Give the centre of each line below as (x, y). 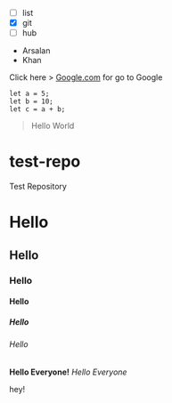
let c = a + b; (37, 109)
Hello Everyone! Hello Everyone (68, 372)
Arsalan (36, 51)
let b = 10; (31, 101)
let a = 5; (29, 94)
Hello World (53, 126)
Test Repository (38, 187)
